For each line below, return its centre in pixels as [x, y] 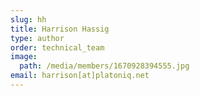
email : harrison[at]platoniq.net [80, 76]
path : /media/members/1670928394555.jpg [104, 66]
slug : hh [28, 19]
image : [24, 57]
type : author [37, 38]
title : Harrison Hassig [60, 29]
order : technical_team [57, 47]
